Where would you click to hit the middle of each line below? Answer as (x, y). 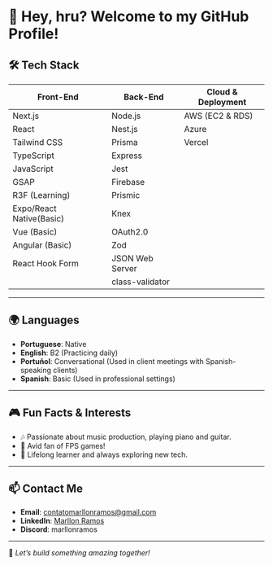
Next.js (26, 116)
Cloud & (222, 92)
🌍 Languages (44, 320)
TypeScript (33, 156)
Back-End (143, 97)
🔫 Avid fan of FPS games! (63, 445)
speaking (35, 370)
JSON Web (132, 258)
